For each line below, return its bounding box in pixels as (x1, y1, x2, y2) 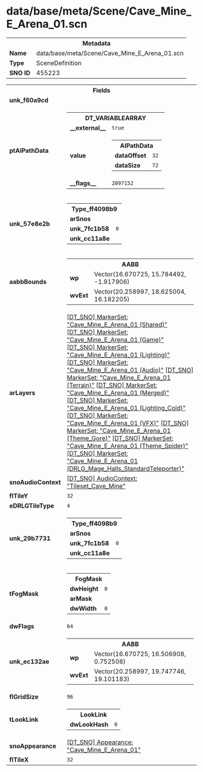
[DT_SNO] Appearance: (66, 738, 134, 747)
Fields (92, 86, 111, 95)
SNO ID (9, 69, 31, 77)
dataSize (114, 161, 141, 169)
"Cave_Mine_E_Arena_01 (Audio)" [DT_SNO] (66, 366, 194, 374)
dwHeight (69, 584, 98, 592)
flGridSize (9, 693, 39, 701)
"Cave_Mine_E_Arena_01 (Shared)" (66, 320, 168, 329)
